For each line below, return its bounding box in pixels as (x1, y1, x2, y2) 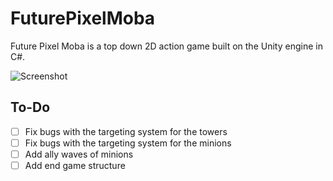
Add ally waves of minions (24, 148, 134, 160)
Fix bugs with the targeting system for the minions (24, 137, 232, 149)
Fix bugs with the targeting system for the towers (24, 125, 228, 137)
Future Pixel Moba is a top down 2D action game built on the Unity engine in (10, 40, 323, 52)
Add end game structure (24, 159, 126, 171)
